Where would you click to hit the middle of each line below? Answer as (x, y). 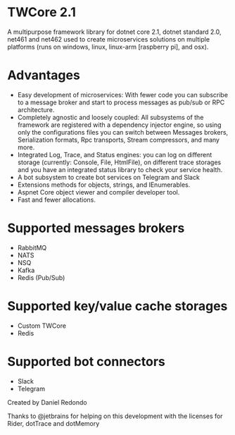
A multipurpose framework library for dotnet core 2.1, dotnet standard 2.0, (114, 32)
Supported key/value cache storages (118, 306)
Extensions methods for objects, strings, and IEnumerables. (104, 185)
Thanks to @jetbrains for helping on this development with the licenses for (115, 416)
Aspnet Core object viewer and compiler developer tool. (99, 192)
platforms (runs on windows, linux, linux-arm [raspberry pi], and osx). (108, 47)
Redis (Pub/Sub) (41, 277)
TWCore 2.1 (42, 12)
